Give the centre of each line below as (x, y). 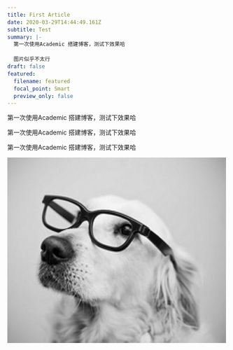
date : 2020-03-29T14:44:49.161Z (54, 22)
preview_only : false (43, 96)
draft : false (26, 66)
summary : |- (24, 37)
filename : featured (42, 81)
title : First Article (39, 15)
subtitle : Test (29, 29)
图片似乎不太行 (32, 59)
